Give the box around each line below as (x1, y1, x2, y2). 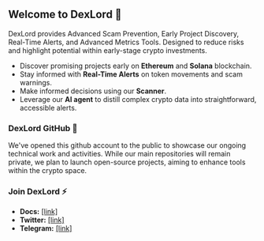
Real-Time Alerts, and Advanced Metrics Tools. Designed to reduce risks (8, 37, 244, 47)
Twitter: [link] (19, 215, 65, 225)
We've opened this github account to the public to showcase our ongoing (8, 141, 247, 150)
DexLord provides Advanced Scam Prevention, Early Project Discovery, (8, 28, 240, 38)
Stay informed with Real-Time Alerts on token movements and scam (19, 69, 243, 79)
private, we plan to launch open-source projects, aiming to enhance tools (8, 157, 246, 167)
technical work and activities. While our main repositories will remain (8, 149, 231, 159)
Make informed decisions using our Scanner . (19, 86, 167, 96)
